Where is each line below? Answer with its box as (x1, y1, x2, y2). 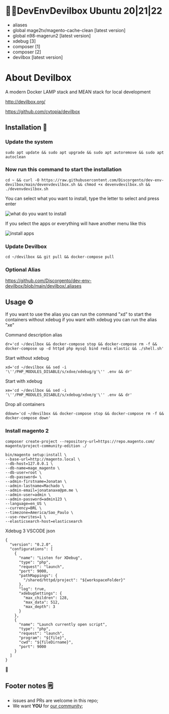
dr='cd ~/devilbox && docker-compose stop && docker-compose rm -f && (5, 342, 157, 347)
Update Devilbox (5, 243, 47, 250)
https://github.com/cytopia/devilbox (5, 108, 80, 114)
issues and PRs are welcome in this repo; (12, 698, 99, 704)
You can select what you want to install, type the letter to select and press (5, 195, 159, 201)
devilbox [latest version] (12, 54, 63, 60)
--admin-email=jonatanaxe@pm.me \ (5, 488, 78, 493)
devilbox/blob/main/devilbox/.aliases (5, 283, 82, 289)
